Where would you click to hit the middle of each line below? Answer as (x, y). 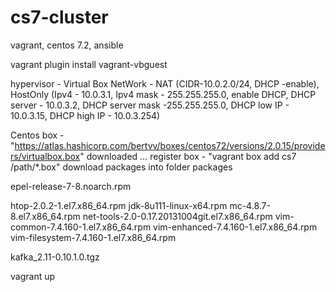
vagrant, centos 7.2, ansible (67, 45)
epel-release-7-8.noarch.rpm (71, 186)
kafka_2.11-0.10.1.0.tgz (55, 257)
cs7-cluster (59, 17)
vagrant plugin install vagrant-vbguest (89, 64)
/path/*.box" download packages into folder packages (121, 167)
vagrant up (33, 276)
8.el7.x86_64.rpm (45, 216)
